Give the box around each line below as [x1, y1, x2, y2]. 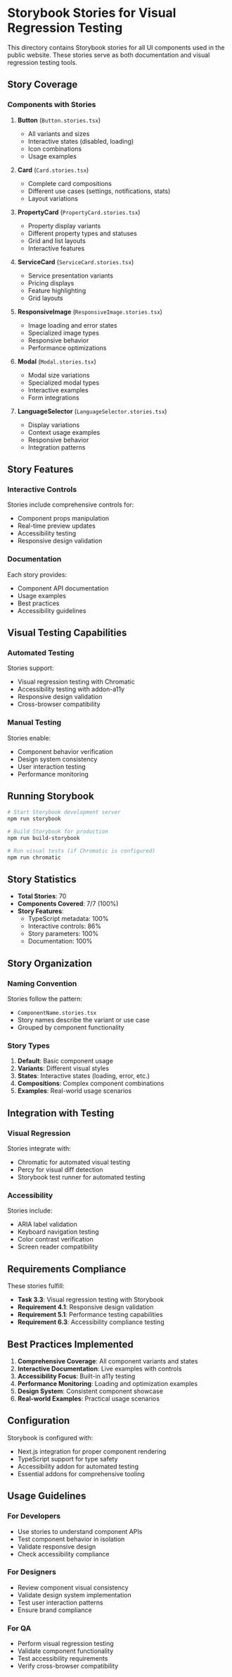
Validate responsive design [17, 1542, 96, 1551]
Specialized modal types [27, 378, 100, 387]
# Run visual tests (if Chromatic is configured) [7, 847, 156, 854]
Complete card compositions [27, 179, 112, 187]
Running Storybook [7, 790, 94, 802]
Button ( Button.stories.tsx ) [17, 116, 101, 124]
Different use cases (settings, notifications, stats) [27, 187, 171, 195]
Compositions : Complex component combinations [17, 1079, 165, 1088]
